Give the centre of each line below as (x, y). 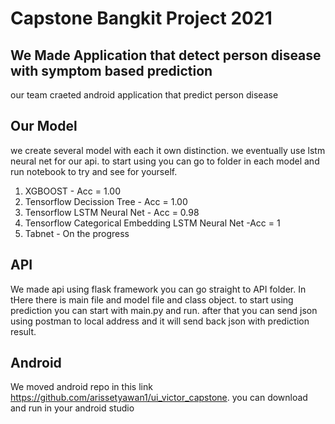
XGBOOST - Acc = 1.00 (72, 191)
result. (23, 331)
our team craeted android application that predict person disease (144, 95)
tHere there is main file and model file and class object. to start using (152, 299)
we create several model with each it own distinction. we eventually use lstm (168, 150)
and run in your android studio (72, 408)
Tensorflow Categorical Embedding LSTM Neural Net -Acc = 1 (152, 223)
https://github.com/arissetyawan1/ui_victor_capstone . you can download (159, 398)
